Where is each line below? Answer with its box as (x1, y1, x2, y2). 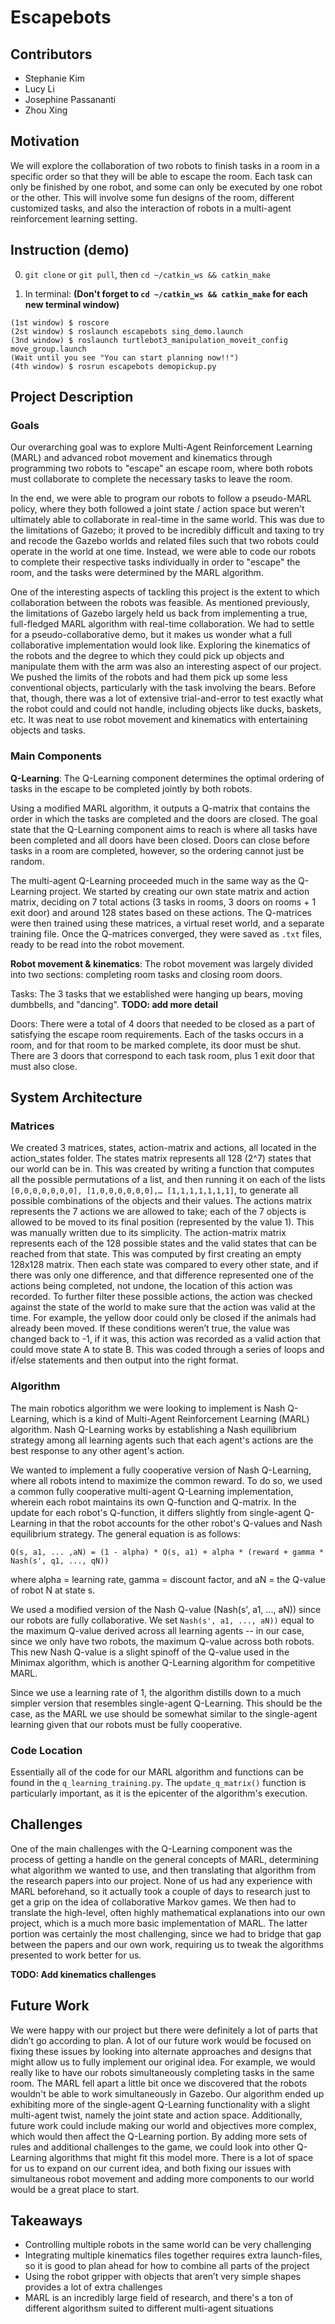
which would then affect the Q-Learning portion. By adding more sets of (10, 2130, 308, 2142)
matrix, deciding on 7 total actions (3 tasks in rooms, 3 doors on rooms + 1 (10, 896, 317, 908)
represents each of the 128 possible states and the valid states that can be (10, 1237, 317, 1250)
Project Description (10, 389, 134, 406)
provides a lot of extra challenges (24, 2281, 163, 2293)
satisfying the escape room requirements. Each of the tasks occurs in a (10, 1028, 304, 1040)
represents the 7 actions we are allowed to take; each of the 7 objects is (10, 1206, 307, 1218)
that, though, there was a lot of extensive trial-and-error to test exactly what (10, 692, 324, 705)
